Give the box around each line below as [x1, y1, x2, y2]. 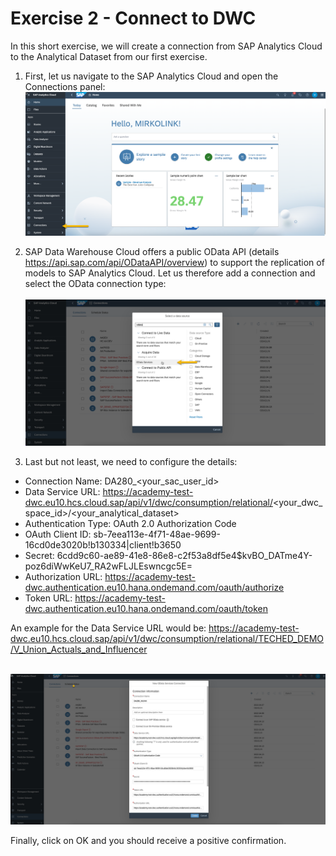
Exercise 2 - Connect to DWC [10, 7, 257, 30]
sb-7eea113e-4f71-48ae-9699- [93, 528, 221, 540]
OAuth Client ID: [24, 528, 92, 540]
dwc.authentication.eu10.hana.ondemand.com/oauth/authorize [24, 581, 285, 593]
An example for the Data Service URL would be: [10, 622, 207, 634]
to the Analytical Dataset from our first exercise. [10, 50, 208, 62]
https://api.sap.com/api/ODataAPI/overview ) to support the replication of [24, 257, 325, 269]
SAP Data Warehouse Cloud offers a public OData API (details [24, 246, 280, 258]
